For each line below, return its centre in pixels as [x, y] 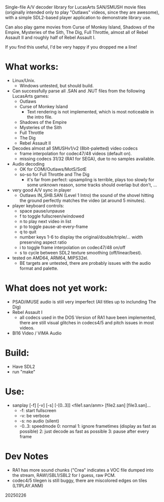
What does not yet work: [56, 288]
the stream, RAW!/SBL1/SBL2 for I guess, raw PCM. [64, 475]
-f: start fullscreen [38, 410]
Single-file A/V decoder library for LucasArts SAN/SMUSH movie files [76, 7]
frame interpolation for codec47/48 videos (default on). [76, 153]
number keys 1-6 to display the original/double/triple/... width [81, 237]
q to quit [28, 232]
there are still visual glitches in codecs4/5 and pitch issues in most [87, 322]
